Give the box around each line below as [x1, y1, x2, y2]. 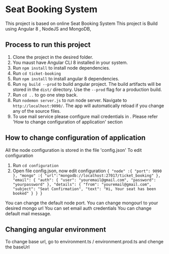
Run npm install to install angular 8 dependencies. [12, 75, 119, 82]
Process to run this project [5, 41, 91, 49]
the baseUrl [5, 244, 30, 250]
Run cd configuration [12, 162, 59, 168]
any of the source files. [12, 108, 61, 114]
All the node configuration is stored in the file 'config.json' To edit [5, 147, 142, 153]
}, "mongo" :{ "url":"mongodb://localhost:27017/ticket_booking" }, [12, 173, 161, 178]
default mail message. [5, 210, 52, 216]
